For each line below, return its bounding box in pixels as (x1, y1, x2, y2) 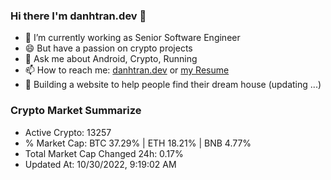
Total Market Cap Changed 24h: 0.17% (24, 147, 184, 159)
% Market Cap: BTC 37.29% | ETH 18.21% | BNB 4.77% (24, 137, 252, 149)
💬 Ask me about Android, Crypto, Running (24, 53, 198, 65)
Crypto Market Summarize (10, 104, 142, 118)
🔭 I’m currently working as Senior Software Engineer (24, 32, 241, 44)
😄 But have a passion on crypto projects (24, 42, 193, 54)
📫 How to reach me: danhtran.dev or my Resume (24, 64, 230, 76)
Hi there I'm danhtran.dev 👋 (10, 9, 147, 23)
